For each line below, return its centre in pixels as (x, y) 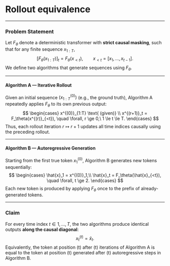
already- (150, 188)
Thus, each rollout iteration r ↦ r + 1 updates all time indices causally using (83, 126)
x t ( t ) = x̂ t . (85, 238)
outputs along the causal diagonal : (42, 229)
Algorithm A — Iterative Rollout (38, 85)
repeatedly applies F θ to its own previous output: (56, 104)
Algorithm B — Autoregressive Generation (51, 148)
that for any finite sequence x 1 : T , (40, 50)
